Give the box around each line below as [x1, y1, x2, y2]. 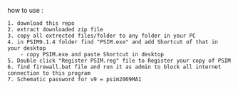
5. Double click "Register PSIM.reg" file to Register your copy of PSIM [7, 57, 232, 64]
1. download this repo [7, 20, 75, 27]
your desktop [7, 45, 46, 52]
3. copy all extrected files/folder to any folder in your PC [7, 32, 196, 39]
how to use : [7, 6, 44, 14]
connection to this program [7, 70, 91, 77]
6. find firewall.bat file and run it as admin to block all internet [7, 63, 222, 70]
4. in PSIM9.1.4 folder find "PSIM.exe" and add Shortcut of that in [7, 38, 219, 46]
